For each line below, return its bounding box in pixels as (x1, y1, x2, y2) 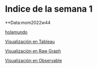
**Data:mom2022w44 (5, 20, 51, 25)
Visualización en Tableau (5, 38, 55, 45)
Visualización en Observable (5, 57, 62, 63)
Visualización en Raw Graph (5, 48, 61, 54)
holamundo (5, 29, 28, 35)
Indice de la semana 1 (5, 3, 93, 15)
